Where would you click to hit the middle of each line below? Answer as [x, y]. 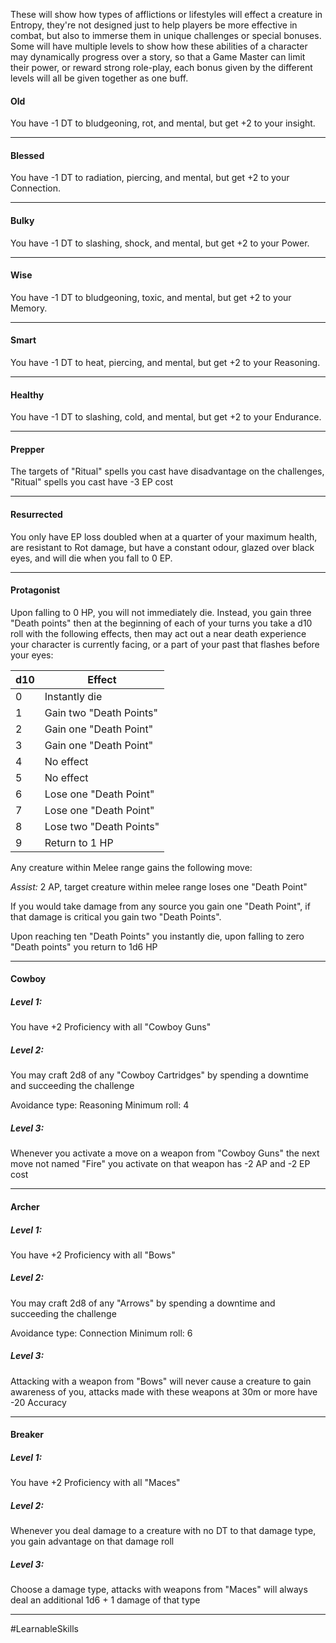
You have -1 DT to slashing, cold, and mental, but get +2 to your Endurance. [166, 417]
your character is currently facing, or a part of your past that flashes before [165, 644]
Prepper [27, 449]
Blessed [27, 155]
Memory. [29, 308]
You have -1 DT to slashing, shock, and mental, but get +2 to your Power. [160, 243]
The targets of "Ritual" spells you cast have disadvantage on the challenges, [167, 471]
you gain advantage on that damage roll [92, 1541]
